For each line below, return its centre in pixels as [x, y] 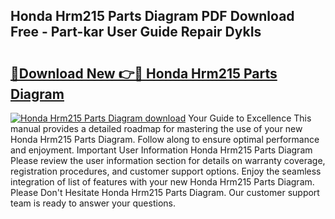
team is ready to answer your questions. [93, 203]
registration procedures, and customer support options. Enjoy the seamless [166, 171]
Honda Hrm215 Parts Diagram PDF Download [152, 16]
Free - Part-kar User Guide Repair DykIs [136, 32]
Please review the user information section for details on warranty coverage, [168, 160]
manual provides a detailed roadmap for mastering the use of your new [156, 128]
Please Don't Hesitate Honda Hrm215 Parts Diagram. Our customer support [165, 192]
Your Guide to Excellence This [250, 118]
